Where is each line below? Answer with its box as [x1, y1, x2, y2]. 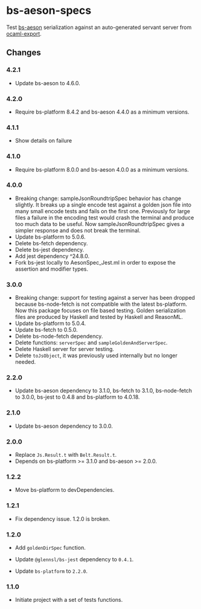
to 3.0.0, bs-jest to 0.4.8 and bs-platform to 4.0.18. [14, 393, 140, 401]
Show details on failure [14, 137, 72, 144]
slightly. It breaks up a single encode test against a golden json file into [14, 201, 192, 208]
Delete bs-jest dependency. [14, 246, 85, 253]
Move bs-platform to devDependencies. [14, 486, 115, 494]
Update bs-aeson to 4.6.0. [14, 79, 80, 86]
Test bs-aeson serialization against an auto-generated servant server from [6, 24, 192, 31]
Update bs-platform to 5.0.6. [14, 233, 86, 240]
